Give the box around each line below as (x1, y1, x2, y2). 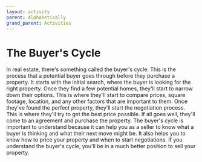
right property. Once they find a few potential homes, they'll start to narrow (6, 85, 194, 92)
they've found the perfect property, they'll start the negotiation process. (6, 104, 186, 111)
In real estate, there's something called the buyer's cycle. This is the (6, 66, 177, 73)
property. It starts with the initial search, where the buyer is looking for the (6, 79, 191, 86)
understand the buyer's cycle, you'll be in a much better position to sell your (6, 143, 196, 150)
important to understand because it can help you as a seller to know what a (6, 123, 194, 131)
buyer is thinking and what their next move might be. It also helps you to (6, 130, 186, 137)
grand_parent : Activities (6, 20, 71, 26)
